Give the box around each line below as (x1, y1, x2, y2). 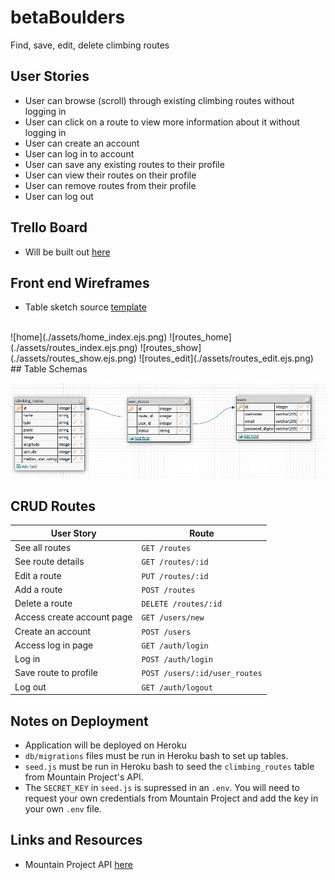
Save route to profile (14, 667, 98, 679)
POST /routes (141, 585, 196, 595)
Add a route (14, 583, 63, 595)
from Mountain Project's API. (24, 771, 144, 783)
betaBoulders (10, 6, 126, 29)
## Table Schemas (10, 363, 88, 375)
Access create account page (14, 611, 133, 623)
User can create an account (24, 137, 140, 149)
